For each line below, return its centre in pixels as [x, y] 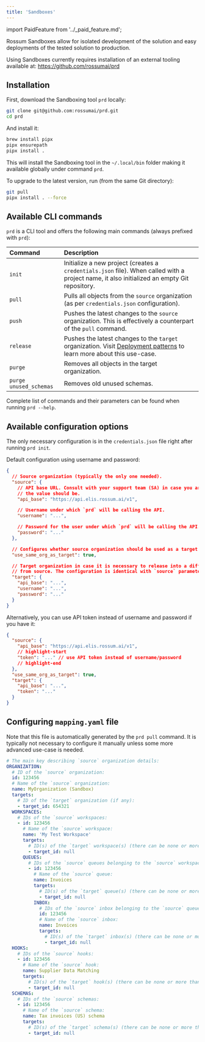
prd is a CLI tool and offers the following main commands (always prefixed [99, 231]
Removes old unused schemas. [109, 384]
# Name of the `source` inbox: [79, 920]
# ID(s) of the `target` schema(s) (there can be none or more [110, 1027]
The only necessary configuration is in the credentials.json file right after [100, 441]
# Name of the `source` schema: [63, 1010]
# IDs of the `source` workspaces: [63, 817]
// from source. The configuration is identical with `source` [94, 572]
